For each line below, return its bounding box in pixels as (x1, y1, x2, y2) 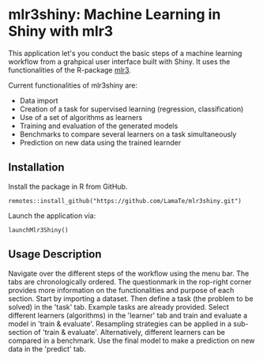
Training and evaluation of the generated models (19, 121, 178, 130)
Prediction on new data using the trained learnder (19, 137, 182, 147)
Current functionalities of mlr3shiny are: (8, 81, 138, 90)
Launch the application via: (8, 211, 96, 220)
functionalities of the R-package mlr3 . (8, 65, 132, 74)
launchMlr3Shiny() (8, 226, 69, 234)
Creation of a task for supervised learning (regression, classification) (19, 104, 244, 114)
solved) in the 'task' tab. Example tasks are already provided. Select (8, 302, 229, 311)
